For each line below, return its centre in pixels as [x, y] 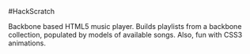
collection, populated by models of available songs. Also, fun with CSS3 [125, 35]
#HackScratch [32, 11]
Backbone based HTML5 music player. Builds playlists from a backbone [125, 26]
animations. [27, 43]
